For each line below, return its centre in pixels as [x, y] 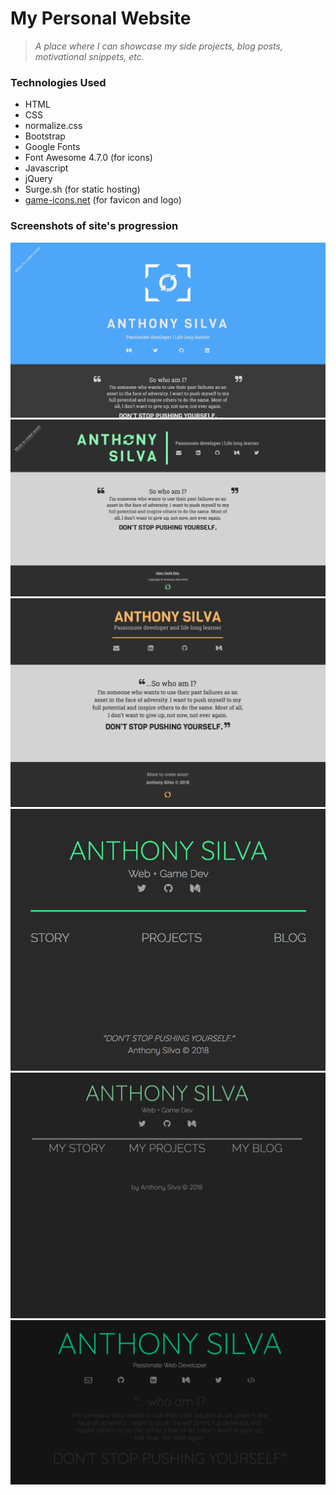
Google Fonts [52, 147]
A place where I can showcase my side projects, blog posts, [158, 46]
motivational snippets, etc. [89, 56]
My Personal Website [101, 18]
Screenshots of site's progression [94, 226]
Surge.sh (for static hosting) [82, 189]
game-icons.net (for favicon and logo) [103, 200]
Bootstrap [45, 136]
